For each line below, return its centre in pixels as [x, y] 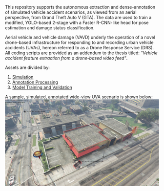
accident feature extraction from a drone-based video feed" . [66, 58]
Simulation [23, 77]
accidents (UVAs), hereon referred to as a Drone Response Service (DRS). [80, 48]
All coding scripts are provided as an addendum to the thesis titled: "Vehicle [81, 53]
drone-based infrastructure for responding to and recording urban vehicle [79, 42]
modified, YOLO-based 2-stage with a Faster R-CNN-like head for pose [77, 22]
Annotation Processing [35, 82]
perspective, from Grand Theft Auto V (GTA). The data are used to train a [78, 17]
